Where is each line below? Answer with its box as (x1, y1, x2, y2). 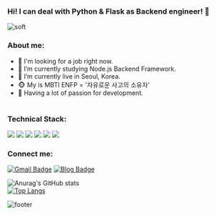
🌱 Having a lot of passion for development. (17, 89, 144, 97)
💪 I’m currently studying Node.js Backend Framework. (17, 64, 176, 73)
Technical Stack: (7, 114, 67, 124)
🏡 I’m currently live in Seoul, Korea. (17, 71, 121, 81)
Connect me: (7, 149, 53, 159)
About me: (7, 41, 45, 51)
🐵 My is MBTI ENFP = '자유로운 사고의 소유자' (17, 80, 150, 89)
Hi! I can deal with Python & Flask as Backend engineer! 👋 (7, 6, 210, 16)
